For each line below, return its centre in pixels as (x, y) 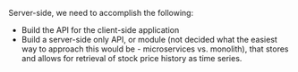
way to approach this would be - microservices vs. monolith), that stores (155, 49)
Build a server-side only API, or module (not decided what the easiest (149, 40)
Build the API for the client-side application (100, 30)
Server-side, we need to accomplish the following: (101, 13)
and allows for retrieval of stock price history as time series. (132, 58)
